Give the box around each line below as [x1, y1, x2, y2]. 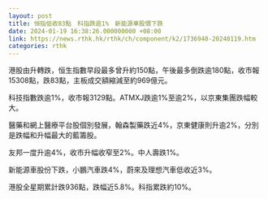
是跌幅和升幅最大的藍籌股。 [8, 131, 102, 141]
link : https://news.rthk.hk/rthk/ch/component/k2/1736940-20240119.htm [8, 34, 256, 43]
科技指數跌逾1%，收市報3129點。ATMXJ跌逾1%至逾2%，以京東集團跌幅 [8, 93, 251, 102]
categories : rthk [8, 42, 67, 50]
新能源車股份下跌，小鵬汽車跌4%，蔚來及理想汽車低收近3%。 [8, 165, 217, 175]
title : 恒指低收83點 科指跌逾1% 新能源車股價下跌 [8, 19, 164, 28]
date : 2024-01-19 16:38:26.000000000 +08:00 [8, 27, 162, 35]
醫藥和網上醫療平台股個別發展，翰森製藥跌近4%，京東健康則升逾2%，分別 [8, 120, 260, 130]
